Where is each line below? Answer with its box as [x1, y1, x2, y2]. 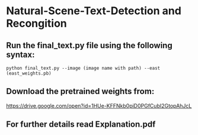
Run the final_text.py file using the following [6, 40, 173, 50]
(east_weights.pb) [6, 70, 52, 76]
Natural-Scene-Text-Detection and [6, 4, 182, 18]
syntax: [6, 49, 35, 60]
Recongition [6, 17, 67, 30]
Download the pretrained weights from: [6, 86, 155, 97]
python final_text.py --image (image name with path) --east [6, 65, 161, 71]
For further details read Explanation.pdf [6, 120, 156, 130]
